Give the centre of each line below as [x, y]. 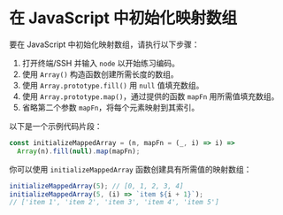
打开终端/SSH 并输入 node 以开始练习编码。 [100, 63]
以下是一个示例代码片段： [56, 126]
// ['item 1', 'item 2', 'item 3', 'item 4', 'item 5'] [114, 203]
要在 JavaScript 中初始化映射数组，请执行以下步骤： [105, 44]
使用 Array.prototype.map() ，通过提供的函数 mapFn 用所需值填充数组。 [150, 96]
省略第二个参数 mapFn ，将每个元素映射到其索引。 [111, 107]
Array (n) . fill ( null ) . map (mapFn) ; [79, 151]
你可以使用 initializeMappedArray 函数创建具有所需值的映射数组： [130, 169]
